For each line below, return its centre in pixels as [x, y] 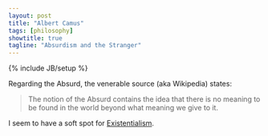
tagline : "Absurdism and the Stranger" [75, 46]
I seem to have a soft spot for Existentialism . [81, 123]
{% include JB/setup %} [48, 68]
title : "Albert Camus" [46, 23]
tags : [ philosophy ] [41, 30]
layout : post [30, 16]
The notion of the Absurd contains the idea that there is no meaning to [144, 99]
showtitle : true [35, 38]
